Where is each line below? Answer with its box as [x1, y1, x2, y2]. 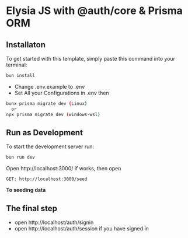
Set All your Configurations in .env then [14, 89, 109, 96]
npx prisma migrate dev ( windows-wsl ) [6, 111, 100, 117]
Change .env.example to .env [14, 83, 85, 90]
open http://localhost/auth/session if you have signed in [14, 225, 149, 232]
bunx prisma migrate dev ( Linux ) [6, 100, 88, 106]
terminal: [6, 61, 27, 68]
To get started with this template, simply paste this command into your [6, 55, 176, 62]
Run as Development [6, 127, 83, 138]
